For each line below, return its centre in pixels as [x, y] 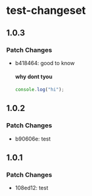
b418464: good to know [45, 63]
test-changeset [46, 11]
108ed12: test [31, 188]
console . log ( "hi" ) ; [40, 90]
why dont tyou [34, 77]
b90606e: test [33, 139]
